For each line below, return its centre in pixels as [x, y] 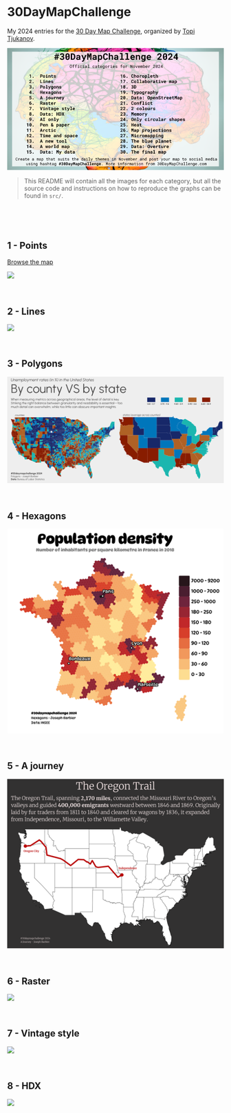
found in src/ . [44, 196]
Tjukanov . [21, 38]
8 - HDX [24, 1086]
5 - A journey [35, 766]
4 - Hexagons [37, 516]
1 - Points [27, 245]
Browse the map [30, 262]
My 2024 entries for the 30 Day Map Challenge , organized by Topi [101, 31]
